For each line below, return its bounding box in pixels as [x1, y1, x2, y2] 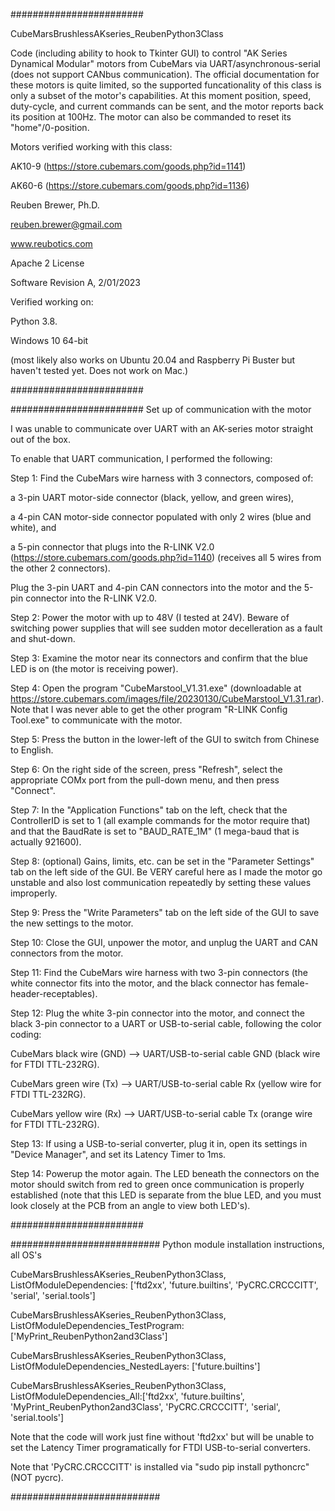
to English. [10, 744, 54, 756]
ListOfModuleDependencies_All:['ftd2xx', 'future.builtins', [10, 1390, 245, 1402]
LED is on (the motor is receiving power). [10, 663, 179, 674]
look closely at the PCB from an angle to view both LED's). [10, 1200, 251, 1211]
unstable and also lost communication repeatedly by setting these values [10, 877, 312, 888]
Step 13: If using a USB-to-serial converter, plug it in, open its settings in [10, 1138, 308, 1149]
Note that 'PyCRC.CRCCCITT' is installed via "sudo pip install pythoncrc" [10, 1461, 310, 1473]
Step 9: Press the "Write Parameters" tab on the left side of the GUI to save [10, 907, 320, 918]
